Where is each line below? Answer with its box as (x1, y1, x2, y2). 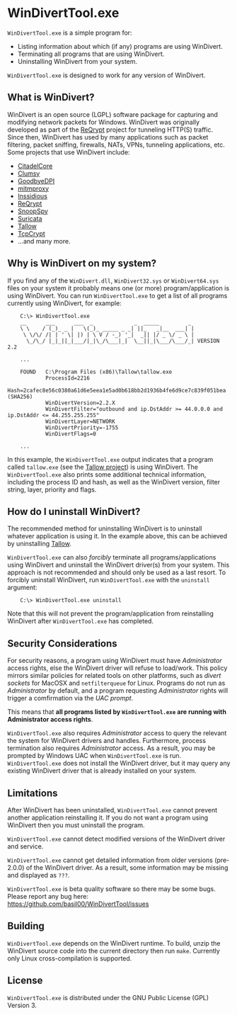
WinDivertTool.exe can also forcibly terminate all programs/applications (7, 553, 216, 562)
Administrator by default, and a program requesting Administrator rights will (7, 686, 229, 695)
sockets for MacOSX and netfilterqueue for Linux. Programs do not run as (7, 679, 226, 688)
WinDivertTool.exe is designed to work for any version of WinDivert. (7, 71, 206, 79)
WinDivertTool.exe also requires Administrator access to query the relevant (7, 729, 227, 737)
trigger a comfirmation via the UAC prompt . (7, 694, 134, 703)
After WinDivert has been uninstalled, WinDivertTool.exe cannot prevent (7, 806, 218, 814)
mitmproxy (17, 184, 50, 193)
